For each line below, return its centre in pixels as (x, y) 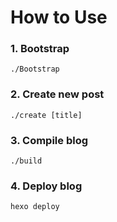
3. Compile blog (49, 140)
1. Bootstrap (40, 49)
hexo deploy (35, 207)
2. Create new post (57, 94)
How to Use (59, 17)
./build (26, 161)
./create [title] (46, 115)
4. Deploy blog (46, 186)
